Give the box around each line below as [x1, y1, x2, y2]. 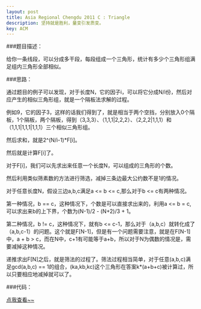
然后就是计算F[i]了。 [6, 149, 57, 157]
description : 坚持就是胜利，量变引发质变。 [6, 20, 104, 26]
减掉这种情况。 [11, 243, 49, 250]
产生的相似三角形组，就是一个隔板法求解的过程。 [11, 96, 133, 103]
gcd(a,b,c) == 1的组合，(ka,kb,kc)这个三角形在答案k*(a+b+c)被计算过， [11, 263, 188, 271]
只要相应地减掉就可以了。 [11, 271, 75, 278]
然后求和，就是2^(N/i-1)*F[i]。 [6, 136, 81, 144]
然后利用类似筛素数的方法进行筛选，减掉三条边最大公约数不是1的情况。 [6, 175, 182, 182]
